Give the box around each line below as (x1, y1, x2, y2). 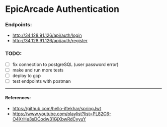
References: (5, 94, 31, 100)
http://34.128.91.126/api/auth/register (12, 38, 88, 44)
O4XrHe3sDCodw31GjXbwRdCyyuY (12, 116, 86, 122)
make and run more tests (12, 67, 64, 73)
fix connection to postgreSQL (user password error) (12, 61, 119, 67)
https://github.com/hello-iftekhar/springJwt (12, 106, 101, 112)
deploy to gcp (12, 72, 41, 78)
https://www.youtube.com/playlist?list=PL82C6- (12, 111, 112, 117)
